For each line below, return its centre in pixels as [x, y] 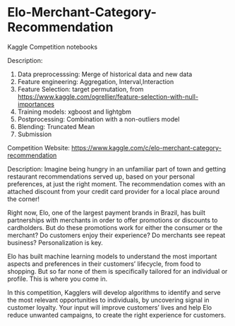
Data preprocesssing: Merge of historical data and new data [105, 74]
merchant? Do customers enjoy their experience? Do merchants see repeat [116, 235]
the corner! [24, 199]
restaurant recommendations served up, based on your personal [101, 176]
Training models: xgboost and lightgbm [74, 111]
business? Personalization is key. [55, 242]
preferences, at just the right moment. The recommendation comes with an [116, 183]
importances [36, 104]
